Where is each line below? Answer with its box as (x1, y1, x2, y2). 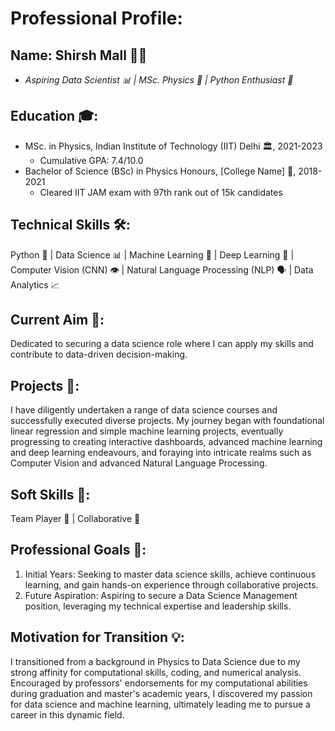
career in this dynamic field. (10, 708, 125, 721)
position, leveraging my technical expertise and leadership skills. (24, 600, 292, 612)
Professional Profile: (10, 7, 183, 30)
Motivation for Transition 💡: (10, 629, 185, 646)
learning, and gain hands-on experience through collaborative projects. (24, 578, 319, 591)
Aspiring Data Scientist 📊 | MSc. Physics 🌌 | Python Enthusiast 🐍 (24, 74, 294, 86)
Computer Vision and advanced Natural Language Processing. (10, 457, 268, 469)
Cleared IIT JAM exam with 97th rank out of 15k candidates (39, 186, 283, 198)
